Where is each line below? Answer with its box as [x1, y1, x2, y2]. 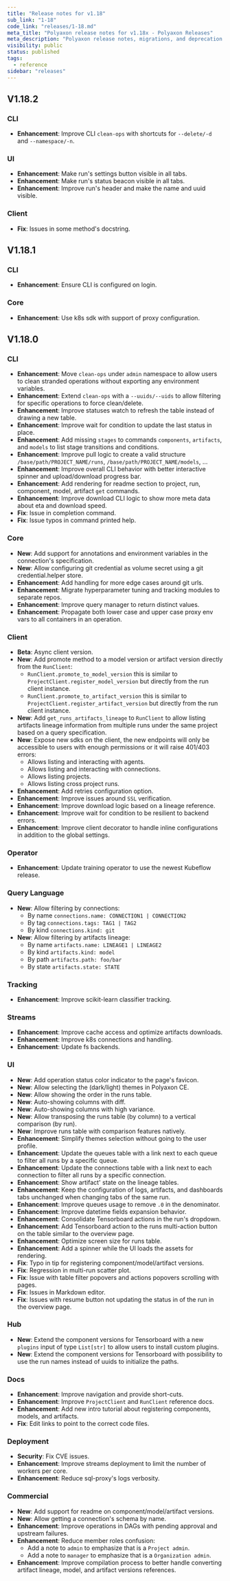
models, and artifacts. [16, 1412, 79, 1420]
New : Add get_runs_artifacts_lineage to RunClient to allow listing [16, 714, 206, 722]
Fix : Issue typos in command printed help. [16, 516, 137, 524]
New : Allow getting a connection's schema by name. [16, 1514, 167, 1522]
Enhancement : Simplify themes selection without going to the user [16, 1134, 207, 1142]
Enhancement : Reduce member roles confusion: [16, 1536, 156, 1544]
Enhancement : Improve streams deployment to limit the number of [16, 1460, 207, 1468]
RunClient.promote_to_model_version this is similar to [27, 670, 178, 679]
